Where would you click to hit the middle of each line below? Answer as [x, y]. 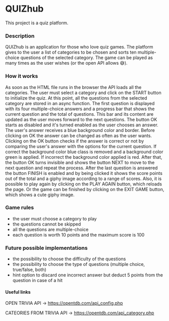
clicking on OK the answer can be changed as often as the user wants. [79, 135]
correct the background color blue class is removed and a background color [84, 152]
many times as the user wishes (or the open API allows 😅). [66, 63]
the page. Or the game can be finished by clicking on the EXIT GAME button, [85, 189]
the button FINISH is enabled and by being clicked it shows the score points [84, 173]
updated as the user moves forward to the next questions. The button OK [81, 119]
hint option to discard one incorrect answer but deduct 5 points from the [88, 275]
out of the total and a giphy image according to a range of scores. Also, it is [83, 178]
